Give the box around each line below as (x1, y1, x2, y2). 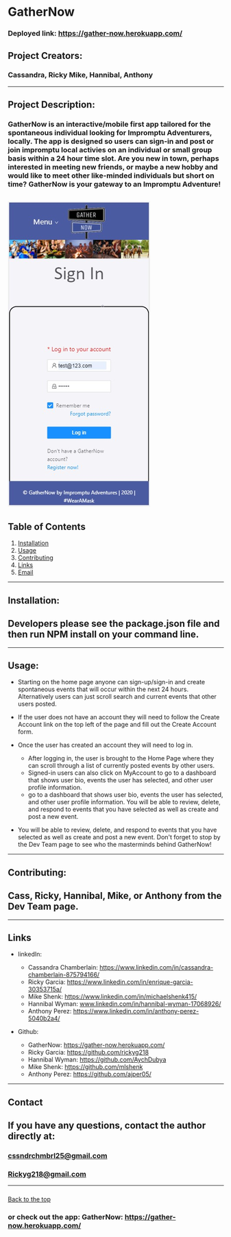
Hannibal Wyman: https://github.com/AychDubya (27, 1055, 167, 1064)
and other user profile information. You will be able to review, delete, (27, 798, 221, 806)
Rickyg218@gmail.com (8, 1169, 86, 1179)
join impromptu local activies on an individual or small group (8, 145, 212, 155)
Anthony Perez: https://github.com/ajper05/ (27, 1070, 151, 1079)
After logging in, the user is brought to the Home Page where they (27, 754, 215, 762)
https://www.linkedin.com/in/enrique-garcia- (66, 978, 194, 986)
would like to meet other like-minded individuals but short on (8, 171, 215, 180)
